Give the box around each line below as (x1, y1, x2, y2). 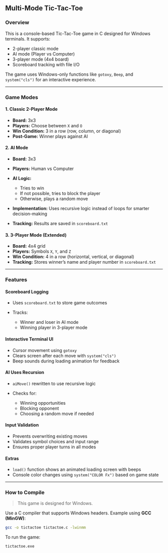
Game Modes (5, 94, 38, 101)
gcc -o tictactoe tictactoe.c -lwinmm (5, 525, 86, 530)
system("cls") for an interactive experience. (5, 76, 96, 82)
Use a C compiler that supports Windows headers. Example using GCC (5, 510, 151, 516)
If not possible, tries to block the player (19, 191, 101, 197)
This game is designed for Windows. (17, 500, 93, 506)
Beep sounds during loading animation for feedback (12, 358, 120, 364)
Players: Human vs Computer (12, 165, 74, 172)
